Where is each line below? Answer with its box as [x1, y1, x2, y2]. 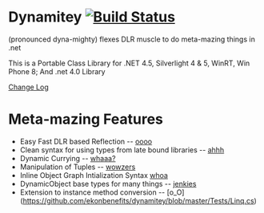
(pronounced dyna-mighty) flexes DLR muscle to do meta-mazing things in [8, 34, 256, 44]
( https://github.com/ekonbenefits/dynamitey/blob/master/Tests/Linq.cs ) [19, 195, 258, 205]
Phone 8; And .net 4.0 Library [8, 66, 106, 76]
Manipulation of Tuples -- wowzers [19, 162, 136, 172]
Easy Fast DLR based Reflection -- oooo [19, 136, 153, 146]
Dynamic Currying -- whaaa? [19, 153, 116, 163]
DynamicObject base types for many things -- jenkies [19, 179, 197, 188]
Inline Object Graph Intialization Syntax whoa [19, 170, 168, 179]
